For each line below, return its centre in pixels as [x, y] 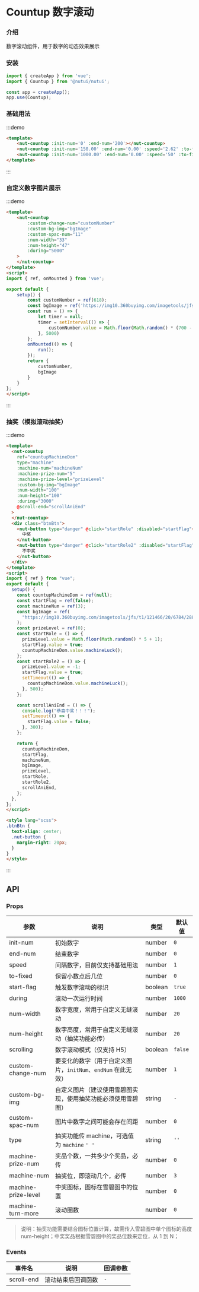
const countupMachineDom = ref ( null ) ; [65, 595]
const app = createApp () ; [38, 92]
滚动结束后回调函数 [71, 1280]
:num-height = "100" [39, 496]
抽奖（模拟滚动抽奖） [36, 422]
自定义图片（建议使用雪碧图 [94, 1090]
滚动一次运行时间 [79, 998]
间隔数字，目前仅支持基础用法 [97, 965]
